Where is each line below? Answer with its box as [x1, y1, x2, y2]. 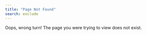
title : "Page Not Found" [5, 7, 56, 12]
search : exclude [5, 12, 38, 16]
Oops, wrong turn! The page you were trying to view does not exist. [5, 24, 142, 30]
